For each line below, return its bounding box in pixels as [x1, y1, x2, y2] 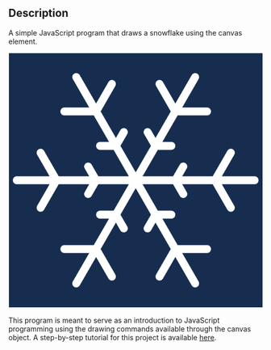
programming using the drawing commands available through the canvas [8, 323, 252, 334]
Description [8, 6, 69, 20]
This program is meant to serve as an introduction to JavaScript [8, 315, 220, 325]
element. [8, 36, 38, 46]
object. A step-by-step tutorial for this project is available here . [8, 332, 217, 342]
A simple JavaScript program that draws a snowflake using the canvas [8, 27, 243, 37]
